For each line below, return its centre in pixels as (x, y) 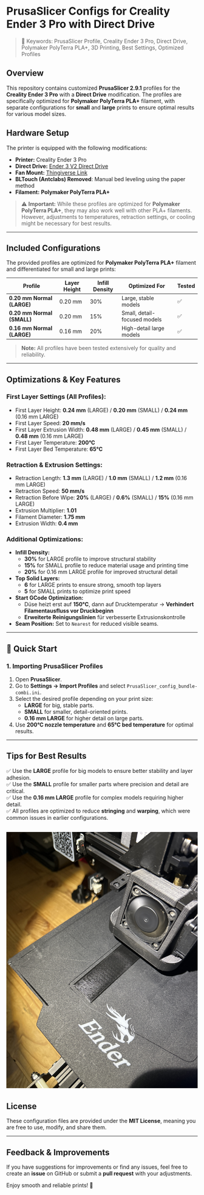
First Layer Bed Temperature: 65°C (59, 449)
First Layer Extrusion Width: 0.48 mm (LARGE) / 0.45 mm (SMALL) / (101, 429)
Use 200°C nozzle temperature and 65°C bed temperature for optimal (104, 725)
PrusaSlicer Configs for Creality (88, 11)
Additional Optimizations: (45, 539)
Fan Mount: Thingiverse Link (51, 173)
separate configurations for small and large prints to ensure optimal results (100, 107)
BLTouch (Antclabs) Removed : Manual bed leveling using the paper (100, 179)
